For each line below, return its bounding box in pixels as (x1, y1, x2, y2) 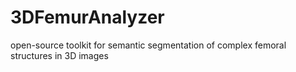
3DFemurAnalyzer (10, 6, 165, 29)
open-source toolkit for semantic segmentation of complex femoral (10, 39, 287, 51)
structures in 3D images (10, 49, 109, 61)
